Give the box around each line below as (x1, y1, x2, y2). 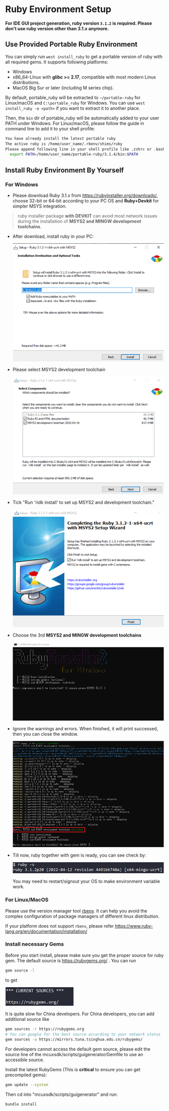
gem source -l (5, 968, 35, 973)
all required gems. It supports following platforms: (5, 59, 109, 65)
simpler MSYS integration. (12, 203, 67, 209)
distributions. (12, 79, 40, 85)
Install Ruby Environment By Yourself (5, 166, 124, 174)
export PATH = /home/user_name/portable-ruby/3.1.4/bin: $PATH (10, 152, 138, 157)
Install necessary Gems (5, 941, 64, 948)
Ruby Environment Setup (5, 4, 112, 15)
